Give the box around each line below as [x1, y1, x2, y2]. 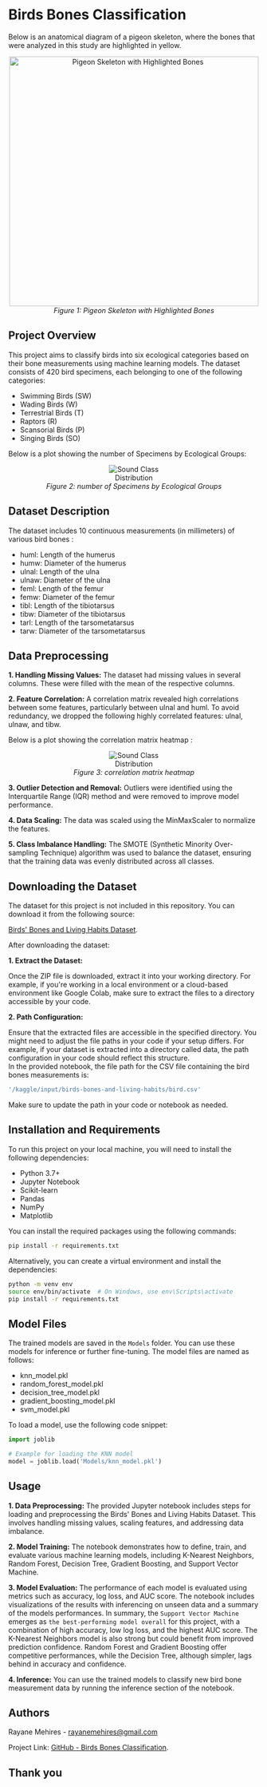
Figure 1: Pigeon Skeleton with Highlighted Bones [53, 305, 215, 315]
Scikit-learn [19, 1185, 58, 1195]
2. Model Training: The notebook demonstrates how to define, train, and [8, 1542, 247, 1551]
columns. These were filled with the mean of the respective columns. [8, 679, 235, 689]
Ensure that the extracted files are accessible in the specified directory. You [8, 1028, 257, 1038]
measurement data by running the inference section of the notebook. [8, 1683, 235, 1693]
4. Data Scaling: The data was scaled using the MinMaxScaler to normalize [8, 816, 256, 825]
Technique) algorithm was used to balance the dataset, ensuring [39, 848, 252, 858]
